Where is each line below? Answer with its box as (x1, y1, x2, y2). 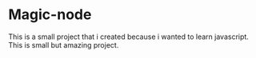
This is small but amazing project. (8, 40, 119, 49)
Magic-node (8, 6, 92, 24)
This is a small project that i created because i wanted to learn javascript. (8, 32, 250, 41)
